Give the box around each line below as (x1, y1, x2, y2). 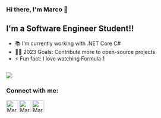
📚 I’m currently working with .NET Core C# (14, 40, 121, 47)
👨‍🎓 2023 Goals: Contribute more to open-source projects (14, 48, 156, 55)
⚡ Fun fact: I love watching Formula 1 (14, 55, 105, 62)
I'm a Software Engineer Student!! (6, 24, 134, 34)
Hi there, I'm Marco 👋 (6, 5, 68, 14)
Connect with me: (6, 86, 59, 94)
